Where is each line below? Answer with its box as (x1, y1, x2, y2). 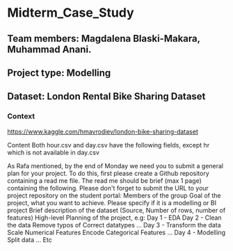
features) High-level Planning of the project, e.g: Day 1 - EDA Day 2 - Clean (7, 213, 222, 222)
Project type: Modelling (7, 67, 111, 79)
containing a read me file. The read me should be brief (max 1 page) (7, 176, 202, 185)
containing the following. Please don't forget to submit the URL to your (7, 184, 209, 192)
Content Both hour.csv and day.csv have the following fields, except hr (7, 140, 210, 149)
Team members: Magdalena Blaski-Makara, (7, 33, 200, 44)
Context (7, 111, 35, 121)
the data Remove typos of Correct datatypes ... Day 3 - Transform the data (7, 220, 221, 229)
